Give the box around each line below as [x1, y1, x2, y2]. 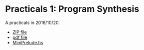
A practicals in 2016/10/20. [5, 20, 60, 25]
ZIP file [12, 29, 27, 35]
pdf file [12, 34, 27, 40]
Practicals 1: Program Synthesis [5, 3, 140, 15]
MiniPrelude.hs [12, 39, 43, 45]
